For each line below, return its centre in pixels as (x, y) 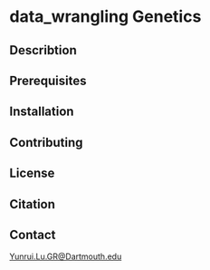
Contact (33, 234)
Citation (33, 204)
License (32, 174)
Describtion (43, 50)
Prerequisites (48, 80)
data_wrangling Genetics (105, 17)
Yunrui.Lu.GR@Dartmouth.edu (66, 256)
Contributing (46, 142)
